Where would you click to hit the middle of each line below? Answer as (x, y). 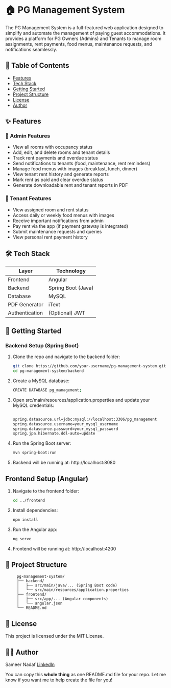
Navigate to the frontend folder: (46, 491)
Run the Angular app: (35, 529)
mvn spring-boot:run (34, 453)
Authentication (26, 312)
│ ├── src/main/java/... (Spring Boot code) (67, 585)
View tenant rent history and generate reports (60, 174)
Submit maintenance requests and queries (57, 231)
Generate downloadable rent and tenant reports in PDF (70, 185)
